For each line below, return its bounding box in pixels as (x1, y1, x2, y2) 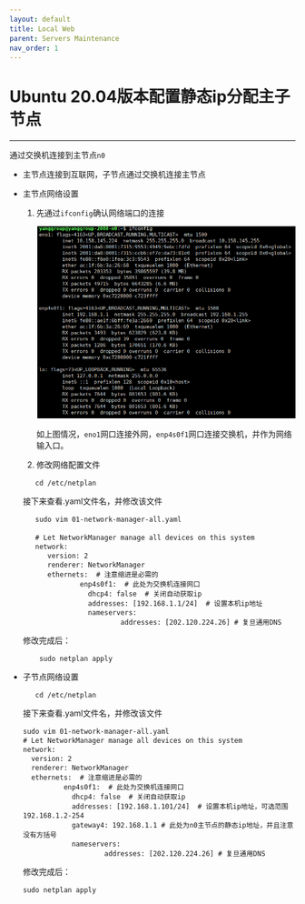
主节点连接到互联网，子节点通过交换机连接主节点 (22, 169, 206, 180)
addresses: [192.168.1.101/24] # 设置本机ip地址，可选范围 (71, 802, 289, 811)
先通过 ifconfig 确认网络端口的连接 (35, 207, 165, 218)
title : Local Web (9, 24, 75, 34)
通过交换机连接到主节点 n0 (9, 150, 106, 161)
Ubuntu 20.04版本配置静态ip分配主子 (9, 86, 290, 107)
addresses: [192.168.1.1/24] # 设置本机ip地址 (87, 599, 263, 608)
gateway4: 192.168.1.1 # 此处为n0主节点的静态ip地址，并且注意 (71, 821, 294, 830)
